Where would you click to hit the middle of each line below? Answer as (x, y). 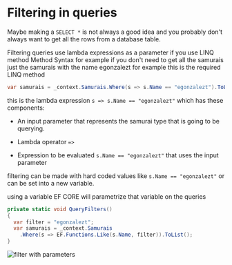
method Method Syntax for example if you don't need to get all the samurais (116, 59)
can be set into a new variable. (51, 183)
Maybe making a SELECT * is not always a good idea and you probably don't (115, 32)
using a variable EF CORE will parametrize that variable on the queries (107, 196)
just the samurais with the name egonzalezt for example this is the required (114, 67)
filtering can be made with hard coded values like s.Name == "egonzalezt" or (116, 176)
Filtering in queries (62, 13)
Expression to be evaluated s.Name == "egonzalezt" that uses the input (118, 155)
